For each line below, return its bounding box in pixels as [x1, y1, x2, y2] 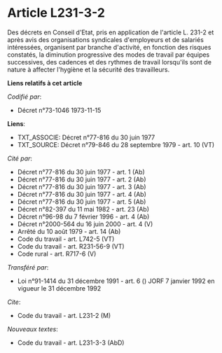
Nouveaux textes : [7, 324, 58, 333]
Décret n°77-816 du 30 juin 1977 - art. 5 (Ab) [17, 198, 146, 206]
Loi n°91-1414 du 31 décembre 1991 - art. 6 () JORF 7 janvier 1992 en [17, 277, 215, 285]
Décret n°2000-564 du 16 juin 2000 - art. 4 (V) [17, 219, 153, 228]
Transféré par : [7, 263, 49, 271]
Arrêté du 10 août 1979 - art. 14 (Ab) [17, 227, 121, 235]
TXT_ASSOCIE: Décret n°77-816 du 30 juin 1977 [17, 133, 155, 141]
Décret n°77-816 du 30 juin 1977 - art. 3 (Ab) [17, 182, 146, 191]
